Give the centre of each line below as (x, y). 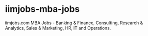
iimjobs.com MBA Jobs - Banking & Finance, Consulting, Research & (74, 23)
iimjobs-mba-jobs (42, 9)
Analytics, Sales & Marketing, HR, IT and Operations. (58, 28)
